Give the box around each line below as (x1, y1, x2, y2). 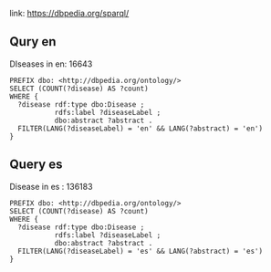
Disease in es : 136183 (9, 181, 93, 192)
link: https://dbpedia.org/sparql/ (9, 8, 130, 18)
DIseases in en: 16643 (9, 58, 93, 69)
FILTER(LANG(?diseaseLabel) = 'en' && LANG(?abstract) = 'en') (17, 123, 263, 133)
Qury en (9, 34, 57, 49)
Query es (9, 157, 63, 173)
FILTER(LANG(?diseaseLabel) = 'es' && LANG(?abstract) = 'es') (17, 246, 263, 256)
